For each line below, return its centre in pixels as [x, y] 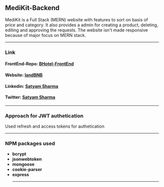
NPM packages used [30, 143]
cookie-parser [27, 170]
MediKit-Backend [32, 8]
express [20, 175]
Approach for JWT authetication [44, 116]
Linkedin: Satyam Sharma [32, 86]
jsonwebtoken [27, 159]
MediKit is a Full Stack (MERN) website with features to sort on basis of [77, 19]
